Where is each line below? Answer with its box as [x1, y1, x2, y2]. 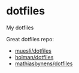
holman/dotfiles [14, 53, 54, 60]
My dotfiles [6, 24, 34, 31]
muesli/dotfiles [14, 47, 52, 54]
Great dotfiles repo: [6, 35, 54, 42]
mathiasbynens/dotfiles [14, 60, 73, 67]
